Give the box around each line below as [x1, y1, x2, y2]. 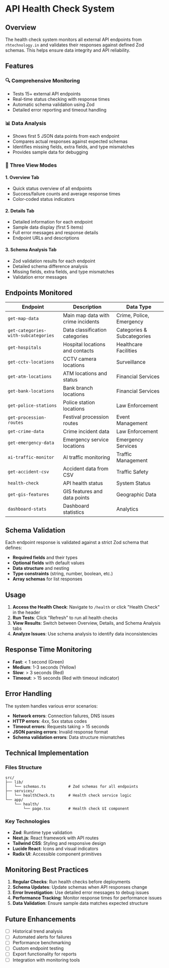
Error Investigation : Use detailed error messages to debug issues [12, 889, 149, 896]
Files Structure [5, 764, 42, 771]
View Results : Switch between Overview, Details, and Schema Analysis [12, 620, 161, 626]
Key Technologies [5, 818, 50, 825]
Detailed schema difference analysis [12, 263, 88, 269]
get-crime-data [8, 428, 44, 435]
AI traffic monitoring [62, 454, 111, 461]
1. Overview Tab [5, 174, 39, 180]
